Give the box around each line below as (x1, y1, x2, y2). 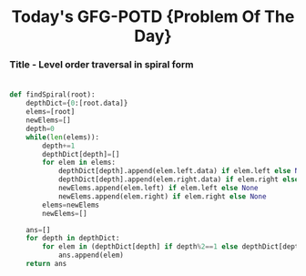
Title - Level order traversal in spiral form (9, 58, 194, 71)
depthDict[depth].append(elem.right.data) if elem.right (57, 175, 280, 184)
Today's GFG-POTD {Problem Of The (11, 6, 295, 27)
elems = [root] (25, 107, 76, 117)
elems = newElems (42, 200, 100, 210)
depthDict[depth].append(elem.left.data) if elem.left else (57, 167, 291, 176)
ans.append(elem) (57, 250, 125, 261)
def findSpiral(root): (9, 90, 96, 99)
